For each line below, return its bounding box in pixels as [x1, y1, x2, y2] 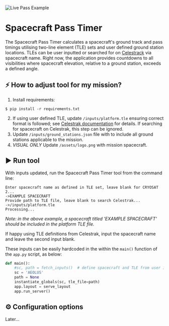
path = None [14, 275, 39, 280]
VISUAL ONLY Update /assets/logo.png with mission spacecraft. [12, 142, 147, 148]
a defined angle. [5, 65, 39, 71]
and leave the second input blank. [5, 236, 75, 242]
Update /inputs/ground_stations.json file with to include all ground [12, 131, 153, 137]
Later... [5, 316, 20, 322]
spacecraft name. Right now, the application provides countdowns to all [5, 55, 153, 61]
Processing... [5, 206, 35, 212]
